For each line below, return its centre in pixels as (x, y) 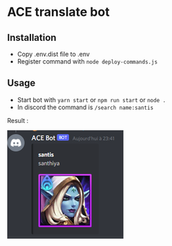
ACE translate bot (58, 12)
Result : (18, 120)
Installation (32, 38)
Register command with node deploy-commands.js (87, 61)
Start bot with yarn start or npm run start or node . (92, 100)
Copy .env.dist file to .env (53, 54)
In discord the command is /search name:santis (85, 107)
